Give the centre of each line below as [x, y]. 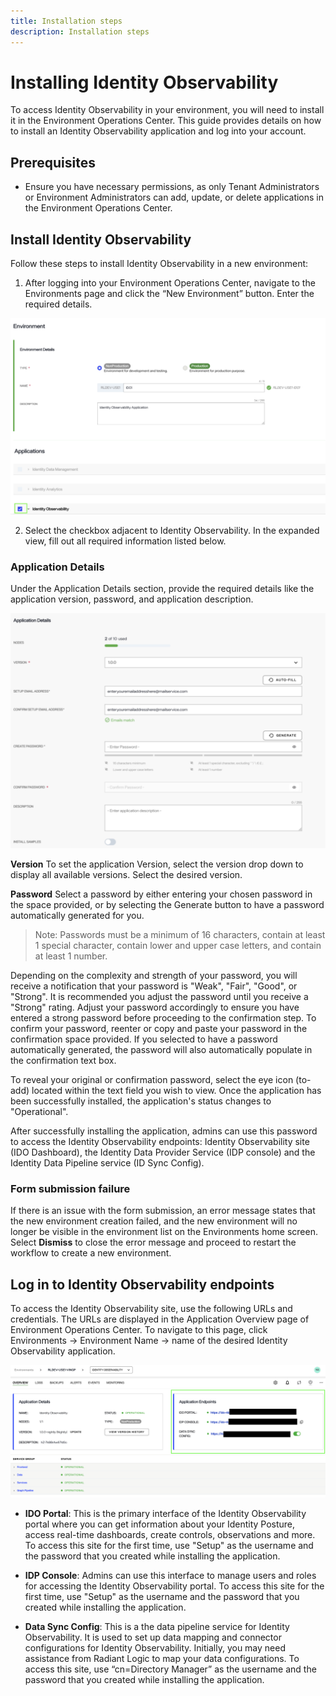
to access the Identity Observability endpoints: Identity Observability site [160, 1141]
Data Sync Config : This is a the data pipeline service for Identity [157, 1626]
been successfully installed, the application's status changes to [141, 1101]
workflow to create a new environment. [91, 1253]
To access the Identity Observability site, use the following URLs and [151, 1309]
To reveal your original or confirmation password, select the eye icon [152, 1079]
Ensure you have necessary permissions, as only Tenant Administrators [172, 187]
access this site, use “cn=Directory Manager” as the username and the [170, 1669]
